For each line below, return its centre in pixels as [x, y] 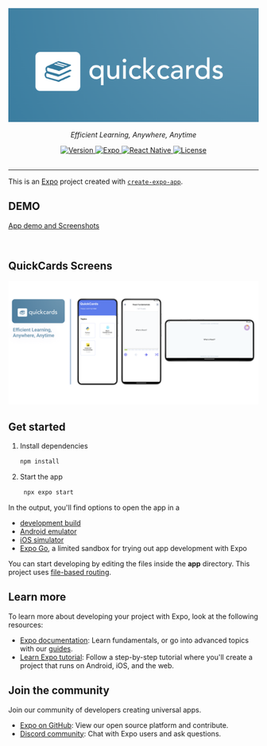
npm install [39, 462]
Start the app [41, 477]
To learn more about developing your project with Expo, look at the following [133, 616]
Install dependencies [54, 446]
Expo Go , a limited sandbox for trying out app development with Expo [133, 548]
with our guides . [46, 648]
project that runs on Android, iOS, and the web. [97, 665]
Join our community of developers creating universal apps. [105, 709]
